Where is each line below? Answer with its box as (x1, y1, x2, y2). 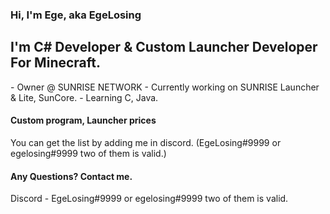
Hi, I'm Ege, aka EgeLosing (10, 8, 142, 22)
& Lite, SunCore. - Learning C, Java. (10, 91, 159, 103)
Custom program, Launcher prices (10, 114, 157, 127)
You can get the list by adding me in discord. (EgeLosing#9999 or (10, 136, 282, 148)
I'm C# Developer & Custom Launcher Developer (10, 39, 318, 56)
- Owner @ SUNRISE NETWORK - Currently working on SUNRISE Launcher (10, 81, 320, 93)
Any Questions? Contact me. (10, 170, 133, 182)
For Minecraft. (10, 54, 102, 72)
